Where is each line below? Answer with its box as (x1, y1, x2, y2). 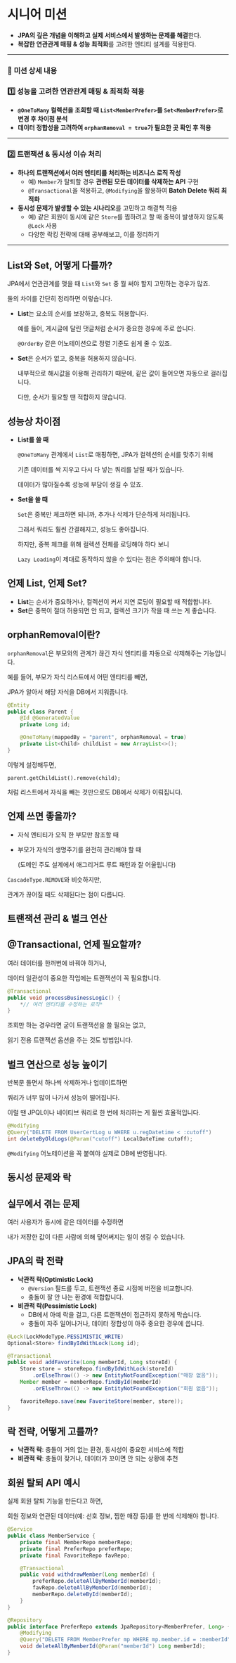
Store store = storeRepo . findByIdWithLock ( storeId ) (20, 1366, 174, 1373)
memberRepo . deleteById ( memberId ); (32, 1591, 133, 1598)
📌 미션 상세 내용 (7, 65, 58, 75)
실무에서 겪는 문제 (7, 1198, 80, 1209)
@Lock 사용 (27, 221, 58, 230)
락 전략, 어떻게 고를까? (7, 1425, 98, 1437)
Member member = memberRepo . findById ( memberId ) (20, 1379, 162, 1386)
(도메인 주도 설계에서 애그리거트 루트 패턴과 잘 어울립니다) (17, 860, 176, 868)
